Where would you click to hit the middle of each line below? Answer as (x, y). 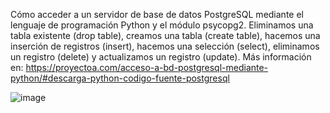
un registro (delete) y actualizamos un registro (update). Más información (161, 57)
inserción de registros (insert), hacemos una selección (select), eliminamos (165, 46)
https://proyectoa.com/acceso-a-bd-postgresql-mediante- (147, 67)
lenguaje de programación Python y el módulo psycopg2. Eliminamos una (162, 25)
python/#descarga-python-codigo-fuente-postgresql (120, 78)
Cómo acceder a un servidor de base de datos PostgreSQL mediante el (157, 14)
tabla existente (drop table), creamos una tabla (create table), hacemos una (165, 35)
